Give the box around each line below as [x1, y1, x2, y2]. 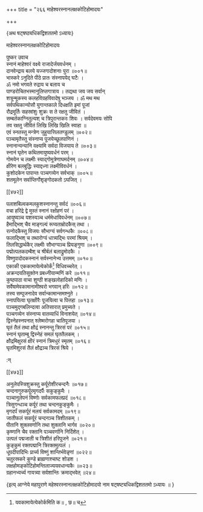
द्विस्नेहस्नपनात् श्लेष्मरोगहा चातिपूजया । [6, 317, 80, 324]
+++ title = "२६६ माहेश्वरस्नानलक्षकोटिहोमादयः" [6, 6, 103, 13]
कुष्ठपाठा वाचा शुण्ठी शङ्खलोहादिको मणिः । [6, 276, 88, 284]
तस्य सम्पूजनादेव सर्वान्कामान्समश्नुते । [6, 290, 79, 297]
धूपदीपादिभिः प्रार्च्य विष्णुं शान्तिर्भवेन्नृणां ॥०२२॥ [6, 448, 92, 456]
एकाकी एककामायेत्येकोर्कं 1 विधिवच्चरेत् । [6, 262, 83, 270]
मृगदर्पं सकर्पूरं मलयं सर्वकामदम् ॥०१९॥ [6, 407, 80, 415]
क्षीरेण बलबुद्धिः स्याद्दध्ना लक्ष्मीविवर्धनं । [6, 163, 77, 169]
